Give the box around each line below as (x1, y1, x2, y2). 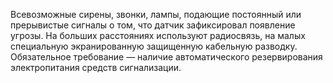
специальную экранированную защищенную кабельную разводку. (10, 40, 298, 52)
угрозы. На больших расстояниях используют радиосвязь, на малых (10, 30, 306, 41)
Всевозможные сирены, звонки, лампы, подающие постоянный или (10, 9, 302, 20)
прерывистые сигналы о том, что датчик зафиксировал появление (10, 19, 296, 31)
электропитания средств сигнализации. (10, 62, 182, 73)
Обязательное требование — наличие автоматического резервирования (10, 51, 323, 63)
